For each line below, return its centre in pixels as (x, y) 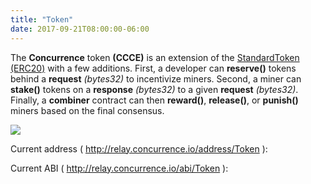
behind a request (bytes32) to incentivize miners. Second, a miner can (156, 78)
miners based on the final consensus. (87, 110)
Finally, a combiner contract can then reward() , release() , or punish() (154, 100)
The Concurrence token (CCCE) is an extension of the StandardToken (155, 57)
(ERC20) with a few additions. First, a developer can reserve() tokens (153, 68)
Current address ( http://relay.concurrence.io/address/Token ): (139, 148)
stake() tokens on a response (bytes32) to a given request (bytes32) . (154, 89)
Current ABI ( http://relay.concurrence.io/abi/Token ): (119, 168)
